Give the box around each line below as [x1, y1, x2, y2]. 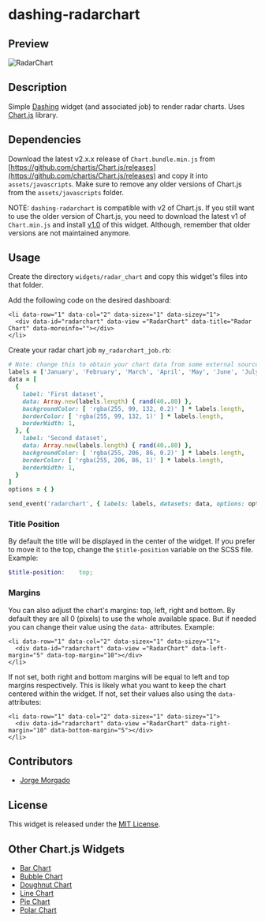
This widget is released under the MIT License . [8, 819, 161, 829]
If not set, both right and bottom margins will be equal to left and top [8, 672, 230, 681]
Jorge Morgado [19, 776, 71, 785]
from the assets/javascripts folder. [8, 187, 125, 197]
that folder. [8, 280, 43, 290]
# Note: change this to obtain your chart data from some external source [8, 361, 259, 369]
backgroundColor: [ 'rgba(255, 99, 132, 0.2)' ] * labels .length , [22, 405, 245, 412]
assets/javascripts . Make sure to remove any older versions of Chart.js [8, 179, 242, 189]
